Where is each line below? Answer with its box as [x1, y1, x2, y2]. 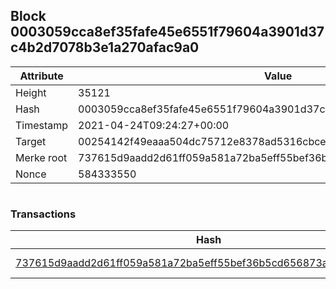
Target [15, 134, 47, 148]
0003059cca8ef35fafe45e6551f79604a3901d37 [10, 24, 325, 41]
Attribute [19, 69, 64, 83]
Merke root [15, 150, 68, 164]
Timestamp [15, 118, 69, 132]
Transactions [10, 207, 77, 221]
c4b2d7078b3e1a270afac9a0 [10, 39, 200, 56]
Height [15, 85, 47, 99]
